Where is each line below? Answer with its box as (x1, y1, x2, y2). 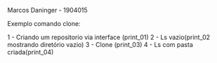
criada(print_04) (7, 48, 54, 56)
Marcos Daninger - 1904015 (7, 6, 88, 14)
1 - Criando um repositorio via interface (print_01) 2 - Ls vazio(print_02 (7, 33, 211, 41)
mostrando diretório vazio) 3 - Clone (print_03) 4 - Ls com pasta (7, 41, 193, 48)
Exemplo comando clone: (7, 20, 81, 27)
